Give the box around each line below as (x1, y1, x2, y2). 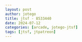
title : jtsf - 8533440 (5, 16, 52, 21)
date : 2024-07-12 (5, 20, 41, 26)
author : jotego (5, 12, 36, 16)
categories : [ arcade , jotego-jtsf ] (5, 25, 78, 30)
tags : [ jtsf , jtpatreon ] (5, 29, 56, 34)
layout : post (5, 7, 32, 12)
